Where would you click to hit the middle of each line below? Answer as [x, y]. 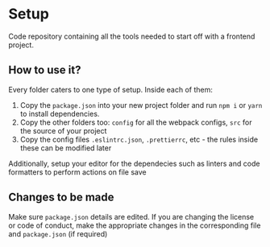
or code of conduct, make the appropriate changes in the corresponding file [135, 225]
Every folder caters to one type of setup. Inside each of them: [111, 89]
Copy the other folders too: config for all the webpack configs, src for [136, 122]
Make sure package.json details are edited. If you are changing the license [131, 216]
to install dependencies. [60, 113]
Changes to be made [61, 198]
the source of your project [63, 130]
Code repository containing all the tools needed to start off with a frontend [132, 36]
